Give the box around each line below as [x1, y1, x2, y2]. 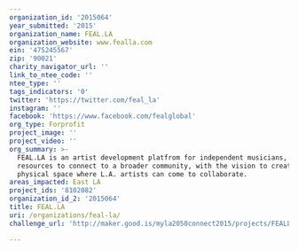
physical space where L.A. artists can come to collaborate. [17, 169, 248, 178]
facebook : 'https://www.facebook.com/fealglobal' [9, 112, 197, 121]
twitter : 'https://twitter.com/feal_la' [9, 95, 161, 105]
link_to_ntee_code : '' [9, 71, 93, 80]
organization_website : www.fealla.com [9, 37, 153, 47]
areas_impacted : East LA [9, 178, 101, 187]
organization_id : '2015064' [9, 12, 114, 22]
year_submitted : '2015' [9, 21, 98, 30]
